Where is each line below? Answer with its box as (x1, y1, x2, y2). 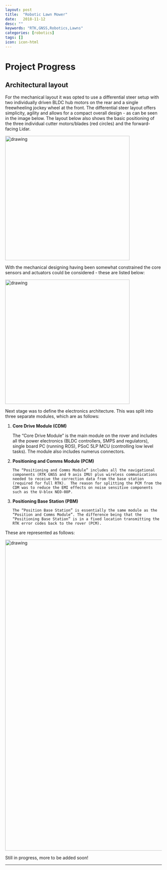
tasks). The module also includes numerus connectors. (12, 448, 125, 454)
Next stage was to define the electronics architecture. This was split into (5, 408, 153, 414)
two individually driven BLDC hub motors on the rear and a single (5, 99, 139, 105)
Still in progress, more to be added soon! (5, 855, 88, 861)
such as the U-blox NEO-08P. (12, 489, 73, 494)
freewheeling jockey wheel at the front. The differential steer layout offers (5, 105, 156, 110)
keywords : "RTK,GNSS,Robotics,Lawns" (5, 26, 83, 31)
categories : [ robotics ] (5, 30, 55, 35)
